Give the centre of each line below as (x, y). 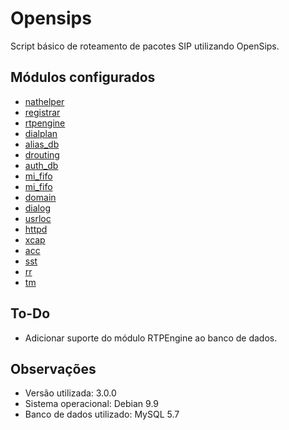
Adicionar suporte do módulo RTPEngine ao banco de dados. (151, 338)
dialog (37, 208)
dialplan (41, 133)
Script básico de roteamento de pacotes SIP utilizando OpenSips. (145, 46)
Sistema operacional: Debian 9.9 (92, 404)
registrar (42, 112)
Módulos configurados (83, 77)
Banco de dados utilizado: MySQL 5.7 (102, 414)
